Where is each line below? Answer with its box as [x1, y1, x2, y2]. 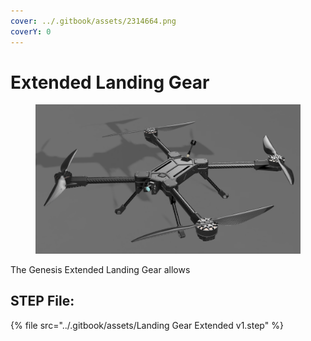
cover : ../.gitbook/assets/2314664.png [10, 16, 177, 26]
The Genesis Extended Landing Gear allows [10, 263, 191, 275]
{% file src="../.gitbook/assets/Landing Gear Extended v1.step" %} [10, 319, 284, 331]
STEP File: [10, 293, 75, 310]
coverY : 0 [10, 26, 52, 37]
